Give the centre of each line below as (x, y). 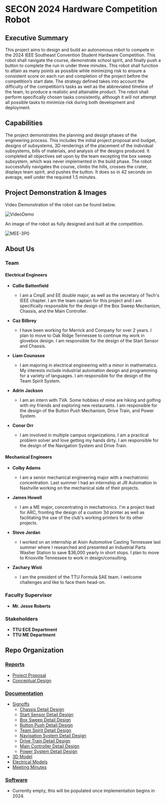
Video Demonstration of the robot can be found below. (61, 204)
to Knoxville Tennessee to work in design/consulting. (73, 558)
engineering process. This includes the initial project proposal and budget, (81, 140)
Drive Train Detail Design (45, 741)
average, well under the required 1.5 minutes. (51, 177)
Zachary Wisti (27, 567)
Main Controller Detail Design (50, 746)
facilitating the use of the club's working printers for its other (81, 518)
